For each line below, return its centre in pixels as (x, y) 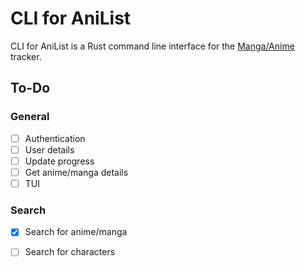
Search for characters (70, 252)
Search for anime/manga (76, 232)
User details (49, 149)
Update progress (59, 161)
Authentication (55, 138)
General (30, 117)
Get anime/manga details (76, 172)
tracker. (26, 56)
